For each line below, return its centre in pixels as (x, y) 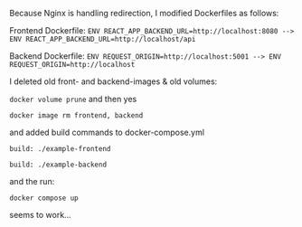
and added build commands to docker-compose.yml (107, 132)
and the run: (32, 181)
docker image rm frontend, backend (76, 116)
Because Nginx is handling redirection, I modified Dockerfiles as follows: (144, 13)
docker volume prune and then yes (73, 99)
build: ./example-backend (58, 165)
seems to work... (40, 215)
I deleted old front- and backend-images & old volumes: (113, 81)
